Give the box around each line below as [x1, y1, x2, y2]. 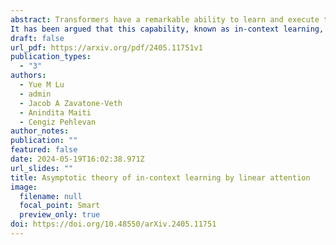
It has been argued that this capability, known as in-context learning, [10, 24, 325, 34]
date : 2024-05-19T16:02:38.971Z [10, 154, 145, 164]
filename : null [19, 191, 83, 201]
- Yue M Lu [19, 80, 65, 90]
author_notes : [10, 126, 70, 136]
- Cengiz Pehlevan [19, 117, 97, 127]
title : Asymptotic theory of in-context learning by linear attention [10, 172, 311, 183]
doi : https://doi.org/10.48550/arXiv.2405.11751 [10, 219, 217, 230]
